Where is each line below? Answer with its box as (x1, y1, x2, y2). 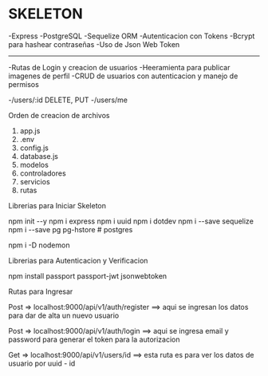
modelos (19, 160, 49, 169)
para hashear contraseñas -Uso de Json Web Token (8, 39, 180, 49)
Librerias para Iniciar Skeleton (8, 200, 106, 210)
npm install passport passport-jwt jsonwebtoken (8, 271, 167, 280)
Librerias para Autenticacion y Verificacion (8, 255, 148, 265)
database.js (19, 151, 58, 160)
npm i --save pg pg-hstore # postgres (8, 224, 133, 234)
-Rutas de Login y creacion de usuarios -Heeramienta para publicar (8, 62, 231, 72)
